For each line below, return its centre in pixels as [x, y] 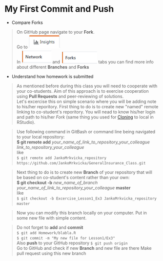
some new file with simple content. [51, 218]
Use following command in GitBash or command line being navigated [86, 131]
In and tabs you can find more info [85, 61]
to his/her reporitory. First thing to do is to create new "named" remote [87, 106]
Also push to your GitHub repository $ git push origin [72, 243]
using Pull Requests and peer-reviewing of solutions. [70, 96]
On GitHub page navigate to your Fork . [55, 32]
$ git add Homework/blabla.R [46, 233]
